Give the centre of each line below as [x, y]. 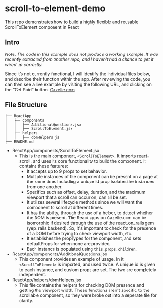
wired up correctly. [24, 64]
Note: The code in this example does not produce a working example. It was [81, 54]
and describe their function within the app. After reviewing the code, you [78, 79]
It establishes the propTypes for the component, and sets [84, 238]
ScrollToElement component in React [42, 27]
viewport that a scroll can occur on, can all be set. [77, 197]
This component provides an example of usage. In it [71, 259]
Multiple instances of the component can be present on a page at [92, 176]
